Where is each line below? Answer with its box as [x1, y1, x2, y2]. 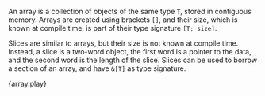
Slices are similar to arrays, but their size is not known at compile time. [8, 39, 239, 48]
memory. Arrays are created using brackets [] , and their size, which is [8, 15, 238, 24]
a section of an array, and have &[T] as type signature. [8, 64, 186, 73]
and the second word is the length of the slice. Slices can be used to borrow [8, 55, 258, 65]
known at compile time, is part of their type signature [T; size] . [8, 24, 217, 32]
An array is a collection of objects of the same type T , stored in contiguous [8, 7, 252, 16]
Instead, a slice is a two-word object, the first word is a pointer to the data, [8, 47, 252, 56]
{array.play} [8, 79, 47, 88]
